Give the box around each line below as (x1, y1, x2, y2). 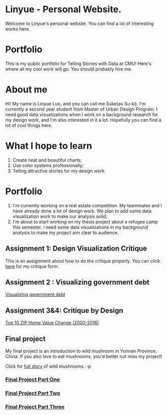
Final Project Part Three (5, 403, 65, 410)
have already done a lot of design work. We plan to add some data (12, 208, 152, 214)
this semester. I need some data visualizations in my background (12, 224, 148, 230)
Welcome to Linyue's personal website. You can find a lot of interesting (5, 20, 154, 26)
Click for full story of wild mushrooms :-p (5, 363, 91, 369)
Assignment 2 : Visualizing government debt (5, 278, 150, 286)
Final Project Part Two (5, 390, 60, 397)
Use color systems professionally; (12, 162, 84, 169)
